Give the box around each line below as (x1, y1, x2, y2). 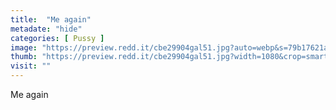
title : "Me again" (10, 14, 92, 25)
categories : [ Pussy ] (10, 33, 105, 43)
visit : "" (10, 61, 52, 71)
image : (10, 42, 38, 53)
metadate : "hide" (10, 24, 83, 34)
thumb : (10, 52, 38, 62)
